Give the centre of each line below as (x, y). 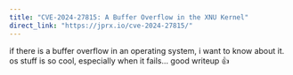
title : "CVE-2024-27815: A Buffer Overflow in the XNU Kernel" (129, 17)
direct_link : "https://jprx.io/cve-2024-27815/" (101, 26)
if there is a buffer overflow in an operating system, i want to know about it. (147, 50)
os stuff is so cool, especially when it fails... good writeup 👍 (119, 60)
